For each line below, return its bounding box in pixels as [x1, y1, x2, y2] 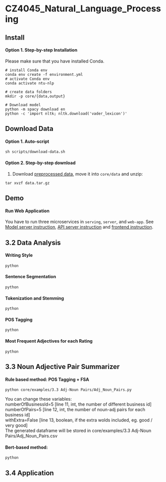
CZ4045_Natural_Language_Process [5, 3, 161, 14]
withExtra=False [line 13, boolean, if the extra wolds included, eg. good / [5, 417, 153, 423]
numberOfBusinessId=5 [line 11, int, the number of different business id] [5, 401, 152, 407]
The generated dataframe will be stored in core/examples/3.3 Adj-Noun [5, 427, 152, 434]
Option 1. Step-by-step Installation [5, 47, 78, 53]
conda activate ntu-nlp [5, 80, 55, 86]
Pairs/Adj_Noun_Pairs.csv [5, 433, 58, 439]
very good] [5, 422, 28, 428]
